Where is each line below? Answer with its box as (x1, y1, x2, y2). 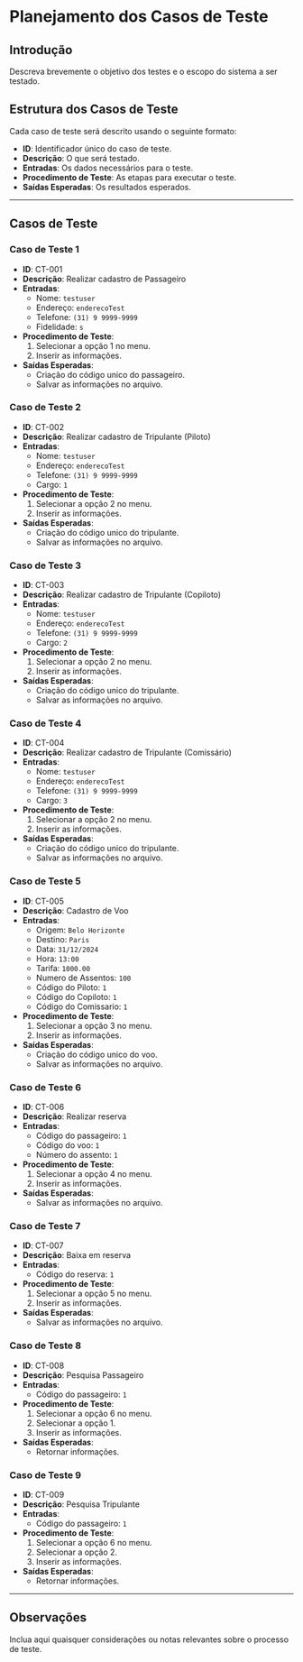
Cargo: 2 (35, 638, 68, 648)
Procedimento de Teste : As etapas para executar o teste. (22, 171, 237, 182)
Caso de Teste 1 (9, 243, 79, 256)
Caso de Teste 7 (9, 1219, 81, 1232)
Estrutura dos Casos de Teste (9, 102, 179, 117)
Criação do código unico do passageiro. (35, 369, 185, 380)
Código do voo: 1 (35, 1139, 100, 1151)
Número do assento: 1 (35, 1149, 119, 1160)
